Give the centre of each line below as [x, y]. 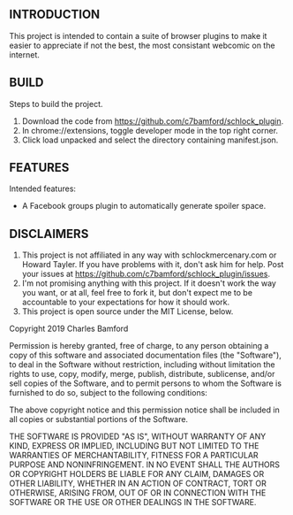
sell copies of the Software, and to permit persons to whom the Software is [146, 383]
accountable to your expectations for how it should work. [126, 302]
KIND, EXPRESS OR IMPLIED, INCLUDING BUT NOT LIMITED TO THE [134, 446]
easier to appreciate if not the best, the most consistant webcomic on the [142, 45]
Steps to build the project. [56, 104]
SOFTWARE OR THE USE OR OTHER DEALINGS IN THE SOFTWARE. [133, 503]
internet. [24, 54]
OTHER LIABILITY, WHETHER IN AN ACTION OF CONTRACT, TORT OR [138, 484]
